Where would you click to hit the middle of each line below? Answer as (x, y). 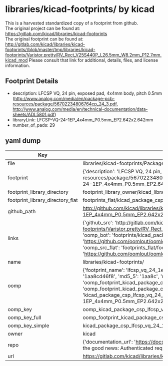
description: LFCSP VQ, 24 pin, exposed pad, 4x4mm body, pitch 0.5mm (87, 93)
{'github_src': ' (99, 222)
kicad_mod (16, 60)
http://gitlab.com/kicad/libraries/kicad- (45, 44)
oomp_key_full (24, 317)
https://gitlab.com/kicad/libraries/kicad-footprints (56, 33)
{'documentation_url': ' (109, 342)
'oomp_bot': (96, 235)
